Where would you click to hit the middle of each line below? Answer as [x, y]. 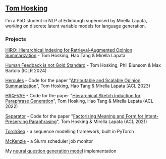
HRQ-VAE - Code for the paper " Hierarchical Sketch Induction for [73, 96]
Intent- [152, 116]
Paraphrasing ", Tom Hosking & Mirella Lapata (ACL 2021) [88, 122]
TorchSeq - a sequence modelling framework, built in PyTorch [70, 132]
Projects [16, 39]
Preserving [17, 122]
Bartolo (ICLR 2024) [26, 71]
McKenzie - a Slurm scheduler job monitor [49, 141]
